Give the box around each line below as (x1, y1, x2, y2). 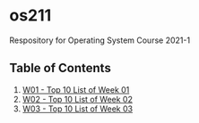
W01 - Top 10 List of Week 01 (22, 84, 130, 94)
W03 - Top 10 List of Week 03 (22, 103, 133, 114)
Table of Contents (9, 61, 112, 76)
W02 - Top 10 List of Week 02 (22, 94, 133, 104)
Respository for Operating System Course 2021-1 (9, 35, 191, 45)
